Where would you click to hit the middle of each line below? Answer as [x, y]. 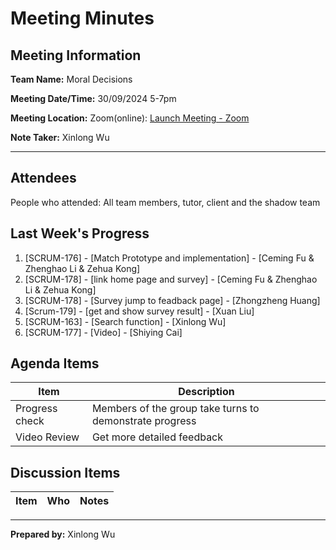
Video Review [47, 437]
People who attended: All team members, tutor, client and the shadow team [165, 202]
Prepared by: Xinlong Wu [63, 534]
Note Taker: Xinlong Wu [60, 137]
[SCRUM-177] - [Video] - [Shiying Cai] [103, 332]
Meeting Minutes [82, 18]
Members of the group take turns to [175, 409]
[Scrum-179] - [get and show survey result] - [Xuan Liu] [139, 311]
